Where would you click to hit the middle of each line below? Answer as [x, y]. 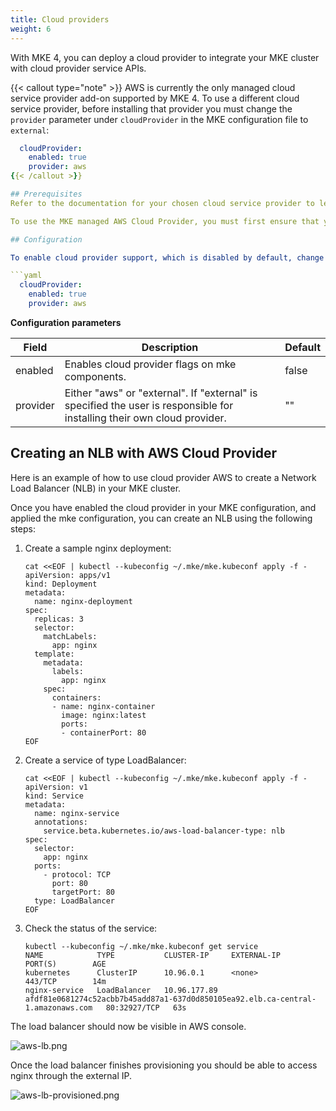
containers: [76, 697]
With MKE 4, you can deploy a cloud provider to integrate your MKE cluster [165, 57]
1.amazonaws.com [58, 1007]
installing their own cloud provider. [145, 418]
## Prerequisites [46, 194]
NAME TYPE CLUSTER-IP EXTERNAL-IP [152, 955]
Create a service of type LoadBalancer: [105, 760]
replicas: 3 [59, 619]
